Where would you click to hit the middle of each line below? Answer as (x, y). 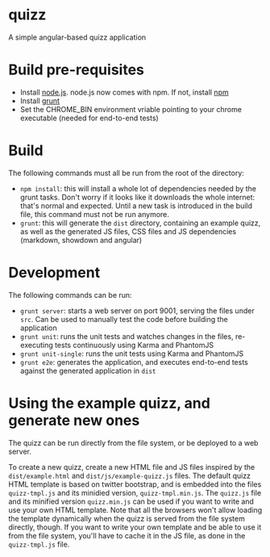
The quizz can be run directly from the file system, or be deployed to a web (133, 442)
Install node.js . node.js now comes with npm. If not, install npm (124, 92)
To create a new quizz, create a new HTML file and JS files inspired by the (132, 467)
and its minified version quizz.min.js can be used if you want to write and (131, 501)
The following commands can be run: (70, 295)
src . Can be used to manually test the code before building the (124, 319)
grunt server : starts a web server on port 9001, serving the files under (137, 310)
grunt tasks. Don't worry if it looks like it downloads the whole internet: (137, 197)
